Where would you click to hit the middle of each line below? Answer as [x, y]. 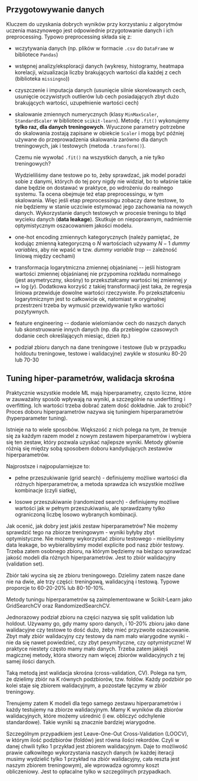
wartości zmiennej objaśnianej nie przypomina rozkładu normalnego [98, 274]
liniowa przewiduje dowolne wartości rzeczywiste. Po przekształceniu [100, 293]
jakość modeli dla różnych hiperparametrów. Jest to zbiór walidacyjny [91, 557]
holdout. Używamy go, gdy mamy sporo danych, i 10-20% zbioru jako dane [98, 623]
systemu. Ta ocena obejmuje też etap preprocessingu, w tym [89, 194]
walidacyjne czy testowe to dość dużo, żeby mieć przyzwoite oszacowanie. [98, 630]
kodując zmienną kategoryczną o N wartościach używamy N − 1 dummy [102, 243]
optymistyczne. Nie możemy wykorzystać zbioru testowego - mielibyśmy [95, 538]
